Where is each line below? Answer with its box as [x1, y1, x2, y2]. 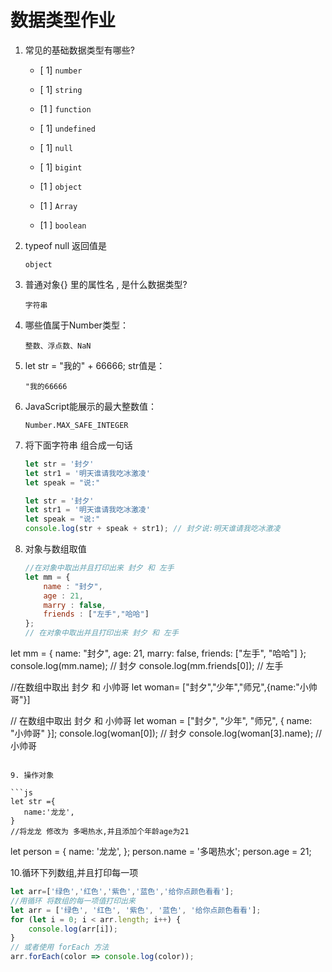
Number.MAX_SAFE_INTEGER [24, 420, 129, 430]
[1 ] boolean [39, 219, 87, 231]
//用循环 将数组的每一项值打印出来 [10, 896, 136, 906]
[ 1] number [39, 64, 83, 76]
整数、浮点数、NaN [24, 341, 92, 351]
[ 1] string [39, 83, 83, 95]
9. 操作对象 [10, 771, 55, 781]
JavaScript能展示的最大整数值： [24, 400, 158, 412]
